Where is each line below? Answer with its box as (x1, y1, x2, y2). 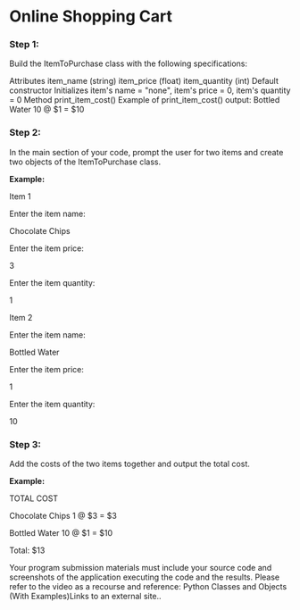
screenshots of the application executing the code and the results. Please (9, 572, 279, 582)
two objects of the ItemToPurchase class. (9, 156, 162, 167)
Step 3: (9, 438, 42, 450)
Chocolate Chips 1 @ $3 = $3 (9, 511, 118, 522)
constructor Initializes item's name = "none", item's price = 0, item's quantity (9, 85, 291, 96)
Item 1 (9, 190, 31, 202)
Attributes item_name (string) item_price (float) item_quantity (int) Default (9, 76, 279, 87)
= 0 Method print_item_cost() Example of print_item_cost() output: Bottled (9, 95, 280, 105)
